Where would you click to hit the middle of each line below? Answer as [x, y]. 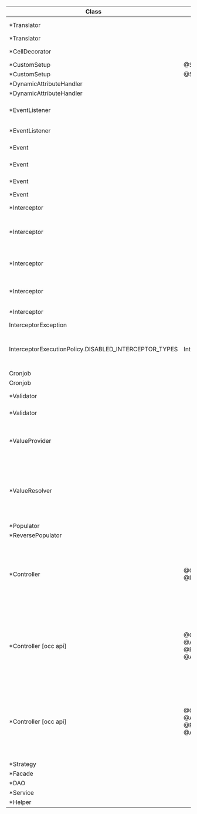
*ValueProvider [30, 441]
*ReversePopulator [35, 535]
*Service [21, 793]
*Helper [20, 802]
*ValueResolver [31, 491]
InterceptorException [38, 325]
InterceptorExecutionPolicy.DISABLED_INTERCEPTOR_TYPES [94, 349]
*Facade [21, 774]
